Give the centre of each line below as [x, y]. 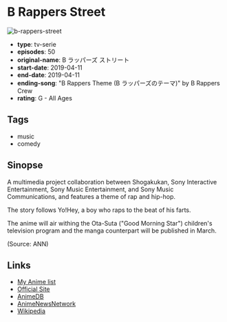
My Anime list [36, 282]
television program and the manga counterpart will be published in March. [112, 230]
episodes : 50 [36, 52]
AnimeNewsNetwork [46, 304]
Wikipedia [31, 311]
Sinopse [25, 165]
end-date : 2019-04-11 [48, 75]
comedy [29, 143]
